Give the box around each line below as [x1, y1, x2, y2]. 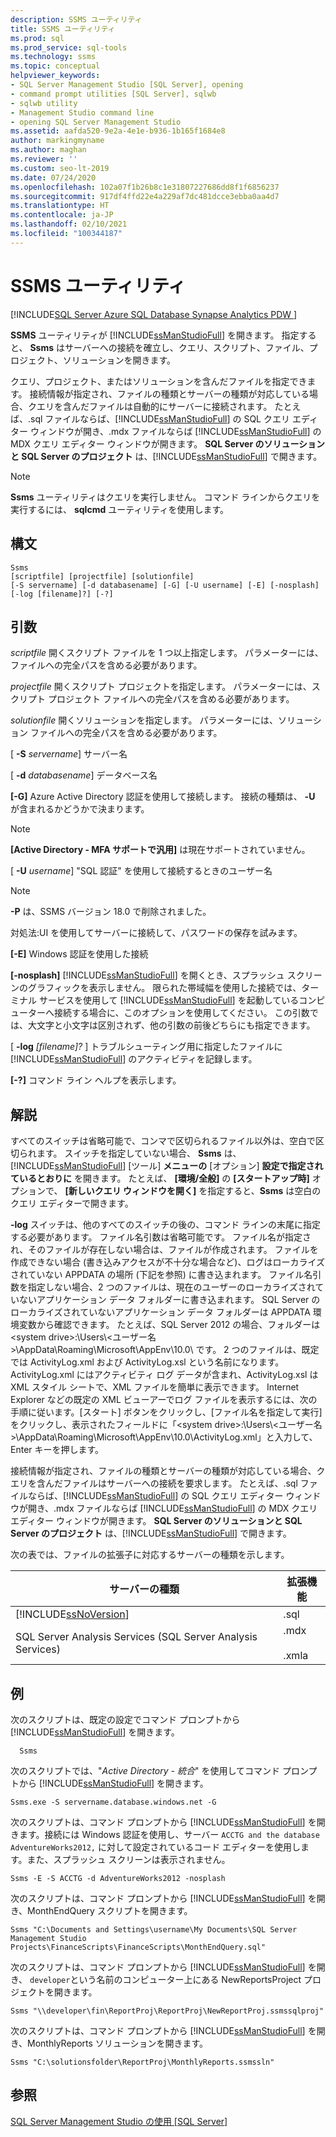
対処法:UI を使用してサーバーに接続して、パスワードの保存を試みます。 [10, 927, 303, 939]
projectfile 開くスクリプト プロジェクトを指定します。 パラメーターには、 [10, 681, 312, 693]
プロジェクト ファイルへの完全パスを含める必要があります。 [47, 693, 295, 705]
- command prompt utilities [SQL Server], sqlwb [10, 89, 217, 99]
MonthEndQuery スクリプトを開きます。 [27, 1904, 193, 1916]
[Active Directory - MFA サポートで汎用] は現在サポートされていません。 [10, 844, 311, 856]
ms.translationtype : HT [10, 201, 110, 211]
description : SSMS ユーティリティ [10, 14, 143, 25]
